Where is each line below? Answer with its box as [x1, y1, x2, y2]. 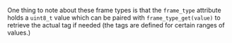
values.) [7, 28, 31, 37]
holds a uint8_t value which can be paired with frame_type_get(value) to [7, 13, 221, 22]
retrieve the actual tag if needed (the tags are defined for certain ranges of [7, 21, 225, 29]
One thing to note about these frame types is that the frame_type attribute [7, 6, 221, 14]
